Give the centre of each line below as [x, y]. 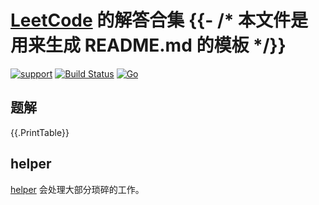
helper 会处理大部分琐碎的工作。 [77, 189]
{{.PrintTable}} [40, 132]
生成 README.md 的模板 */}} [166, 45]
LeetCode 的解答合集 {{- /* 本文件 [151, 20]
